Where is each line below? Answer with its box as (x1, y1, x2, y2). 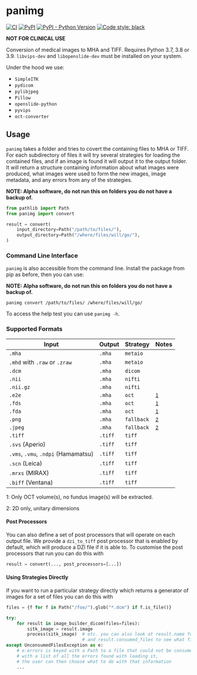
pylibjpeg (14, 89, 39, 94)
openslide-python (14, 101, 57, 107)
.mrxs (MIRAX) (9, 469, 49, 477)
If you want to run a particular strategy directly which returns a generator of (6, 586, 189, 593)
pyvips (14, 107, 31, 113)
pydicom (14, 82, 33, 89)
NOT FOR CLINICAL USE (6, 35, 66, 42)
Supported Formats (6, 325, 63, 333)
